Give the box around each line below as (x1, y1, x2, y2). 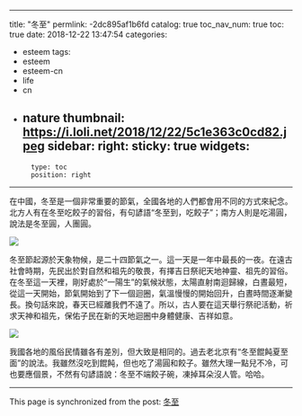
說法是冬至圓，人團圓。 (9, 217, 96, 229)
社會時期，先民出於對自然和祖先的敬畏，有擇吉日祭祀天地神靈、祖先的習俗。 (9, 265, 293, 276)
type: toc (31, 163, 67, 172)
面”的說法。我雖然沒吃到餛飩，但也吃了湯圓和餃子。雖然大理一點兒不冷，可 (9, 357, 289, 368)
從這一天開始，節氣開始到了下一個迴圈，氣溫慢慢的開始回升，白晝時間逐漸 (9, 288, 285, 298)
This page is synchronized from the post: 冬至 (9, 396, 180, 407)
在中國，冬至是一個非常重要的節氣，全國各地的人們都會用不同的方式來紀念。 (9, 195, 293, 207)
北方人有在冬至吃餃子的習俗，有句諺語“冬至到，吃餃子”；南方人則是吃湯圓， (9, 207, 292, 217)
